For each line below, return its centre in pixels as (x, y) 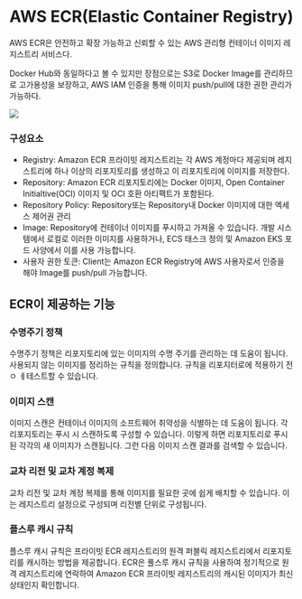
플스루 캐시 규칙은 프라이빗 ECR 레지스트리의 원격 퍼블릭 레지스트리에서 (135, 551)
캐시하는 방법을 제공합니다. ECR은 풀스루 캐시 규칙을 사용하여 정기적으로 (153, 562)
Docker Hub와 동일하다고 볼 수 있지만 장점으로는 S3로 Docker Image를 (136, 73)
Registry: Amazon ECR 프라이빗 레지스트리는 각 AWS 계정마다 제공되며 (149, 160)
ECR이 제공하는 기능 (62, 304)
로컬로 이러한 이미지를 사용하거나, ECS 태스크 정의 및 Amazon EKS (165, 239)
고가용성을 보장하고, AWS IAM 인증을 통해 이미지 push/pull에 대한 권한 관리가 (156, 84)
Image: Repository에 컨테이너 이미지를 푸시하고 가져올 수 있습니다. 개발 (149, 228)
